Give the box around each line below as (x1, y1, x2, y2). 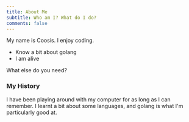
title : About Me (6, 8, 48, 15)
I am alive (15, 55, 40, 63)
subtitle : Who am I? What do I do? (6, 15, 97, 21)
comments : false (6, 20, 48, 26)
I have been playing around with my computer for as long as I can (6, 95, 171, 103)
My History (6, 82, 40, 90)
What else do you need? (6, 67, 67, 74)
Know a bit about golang (15, 49, 77, 56)
